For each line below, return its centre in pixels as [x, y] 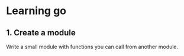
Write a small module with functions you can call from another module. [92, 47]
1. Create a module [41, 33]
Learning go [36, 11]
